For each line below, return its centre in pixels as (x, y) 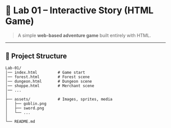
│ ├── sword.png (25, 108)
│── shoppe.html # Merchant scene (50, 86)
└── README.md (20, 121)
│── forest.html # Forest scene (48, 77)
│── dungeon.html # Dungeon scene (49, 81)
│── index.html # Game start (45, 72)
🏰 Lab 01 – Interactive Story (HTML (79, 10)
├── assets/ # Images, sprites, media (59, 99)
